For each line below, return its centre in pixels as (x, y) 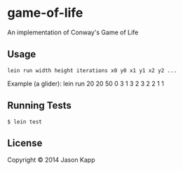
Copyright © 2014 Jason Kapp (52, 160)
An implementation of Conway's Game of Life (73, 32)
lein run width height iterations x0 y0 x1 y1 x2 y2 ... (92, 70)
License (25, 143)
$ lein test (25, 122)
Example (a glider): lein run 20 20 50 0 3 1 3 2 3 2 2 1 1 (86, 83)
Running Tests (39, 105)
